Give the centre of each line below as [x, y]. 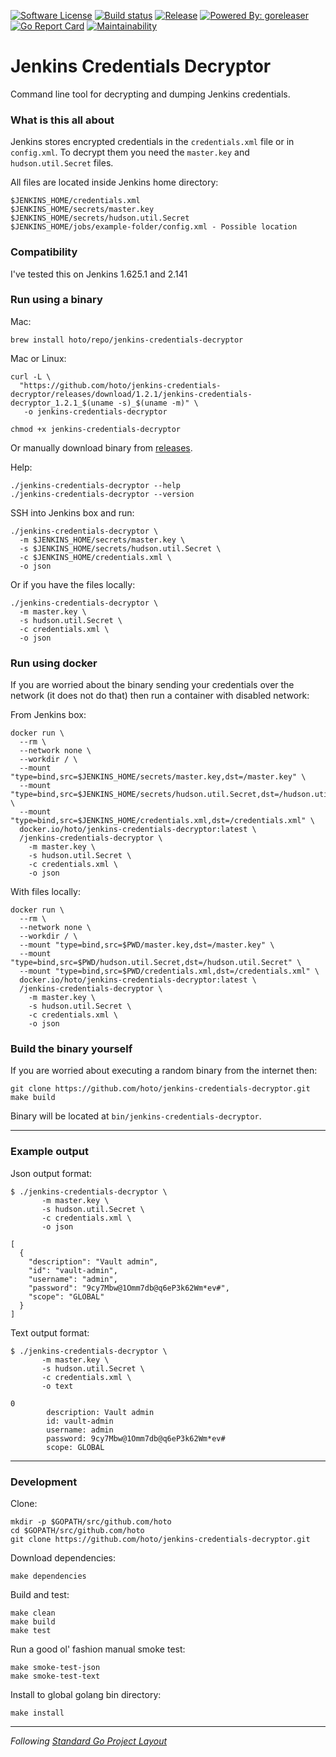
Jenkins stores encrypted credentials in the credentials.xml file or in [152, 142]
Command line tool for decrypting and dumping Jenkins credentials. [150, 94]
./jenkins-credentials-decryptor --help [96, 485]
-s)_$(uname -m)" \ [158, 403]
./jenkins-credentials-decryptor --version [102, 494]
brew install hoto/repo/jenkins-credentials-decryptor [127, 340]
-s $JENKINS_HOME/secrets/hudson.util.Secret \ [120, 548]
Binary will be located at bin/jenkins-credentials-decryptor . [136, 1116]
